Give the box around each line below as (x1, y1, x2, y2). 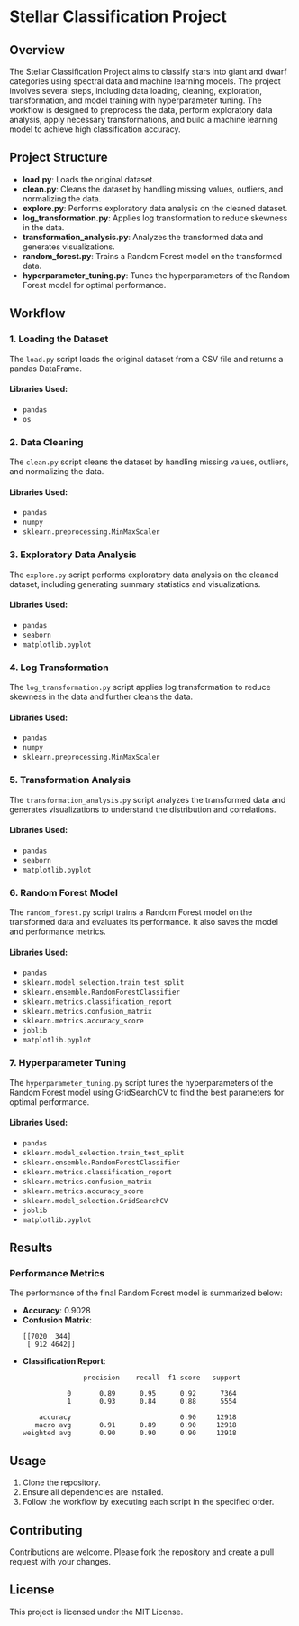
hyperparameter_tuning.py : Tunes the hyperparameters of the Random (22, 269, 291, 281)
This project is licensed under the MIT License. (9, 1606, 184, 1617)
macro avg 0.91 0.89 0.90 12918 (34, 1421, 237, 1430)
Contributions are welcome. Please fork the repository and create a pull (9, 1547, 275, 1557)
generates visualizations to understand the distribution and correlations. (9, 804, 276, 815)
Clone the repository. (22, 1477, 101, 1488)
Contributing (9, 1522, 83, 1537)
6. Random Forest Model (9, 886, 119, 899)
